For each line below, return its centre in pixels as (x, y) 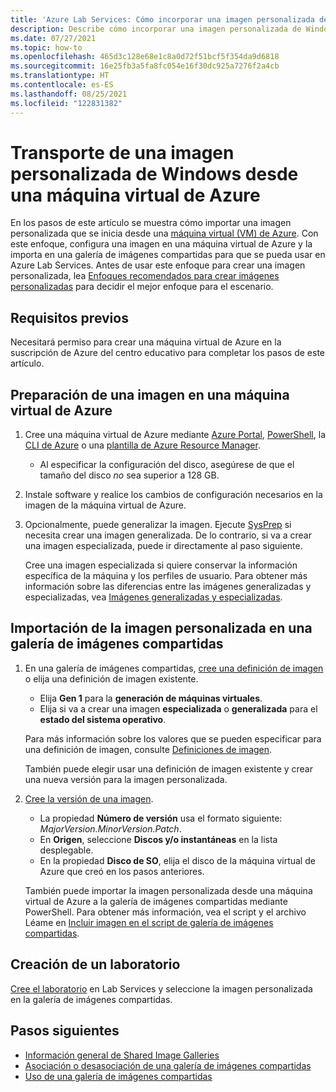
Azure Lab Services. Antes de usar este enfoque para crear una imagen (158, 265)
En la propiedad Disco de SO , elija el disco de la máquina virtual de (177, 860)
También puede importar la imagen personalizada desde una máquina (168, 890)
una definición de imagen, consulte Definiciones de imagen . (148, 749)
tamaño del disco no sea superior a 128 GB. (129, 475)
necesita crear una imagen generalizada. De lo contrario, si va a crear (168, 535)
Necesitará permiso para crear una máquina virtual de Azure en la (146, 342)
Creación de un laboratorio (95, 964)
